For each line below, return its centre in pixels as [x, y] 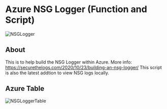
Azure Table [25, 89]
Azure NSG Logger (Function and [76, 9]
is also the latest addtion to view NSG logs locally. [57, 73]
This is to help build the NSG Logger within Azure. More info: [69, 62]
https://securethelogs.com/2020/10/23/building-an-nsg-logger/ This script [84, 67]
